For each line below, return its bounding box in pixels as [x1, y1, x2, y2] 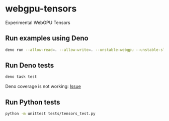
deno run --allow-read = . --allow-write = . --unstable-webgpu [5, 47, 134, 52]
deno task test [5, 74, 37, 79]
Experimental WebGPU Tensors [5, 19, 70, 25]
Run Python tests [5, 98, 60, 106]
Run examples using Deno [5, 34, 89, 42]
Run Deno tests [5, 61, 54, 70]
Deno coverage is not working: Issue [5, 83, 81, 89]
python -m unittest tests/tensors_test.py [5, 111, 96, 116]
